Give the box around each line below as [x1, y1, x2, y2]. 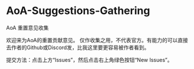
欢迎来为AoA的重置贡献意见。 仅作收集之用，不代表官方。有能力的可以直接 [6, 36, 189, 43]
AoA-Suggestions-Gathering [6, 4, 150, 18]
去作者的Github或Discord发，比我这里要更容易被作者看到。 [6, 44, 150, 51]
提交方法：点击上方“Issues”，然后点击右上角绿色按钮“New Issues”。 [6, 56, 173, 63]
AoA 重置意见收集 [6, 24, 49, 31]
